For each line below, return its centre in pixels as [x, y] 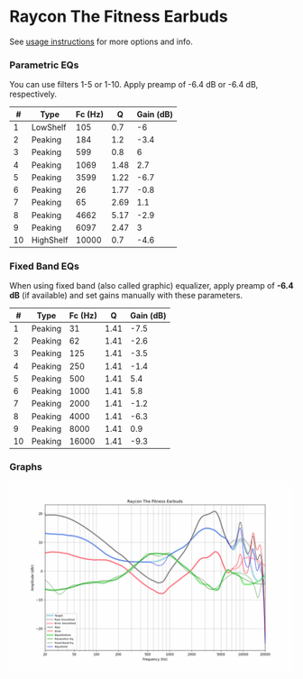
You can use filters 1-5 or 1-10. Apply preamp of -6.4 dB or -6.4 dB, [134, 85]
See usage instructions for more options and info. [101, 41]
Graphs [26, 467]
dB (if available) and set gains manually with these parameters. [126, 296]
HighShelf [50, 240]
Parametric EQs [44, 65]
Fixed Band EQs [44, 266]
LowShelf [49, 127]
